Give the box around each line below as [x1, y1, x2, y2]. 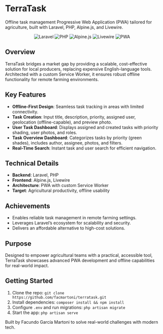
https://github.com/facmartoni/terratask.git [12, 295, 106, 300]
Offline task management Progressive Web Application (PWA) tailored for [5, 19, 152, 25]
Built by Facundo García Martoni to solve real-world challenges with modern [5, 319, 159, 325]
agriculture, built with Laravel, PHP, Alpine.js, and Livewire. [5, 24, 123, 30]
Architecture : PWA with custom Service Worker [12, 183, 109, 188]
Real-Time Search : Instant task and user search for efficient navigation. [12, 145, 157, 151]
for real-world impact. [5, 263, 49, 269]
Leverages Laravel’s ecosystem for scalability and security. [12, 220, 131, 226]
